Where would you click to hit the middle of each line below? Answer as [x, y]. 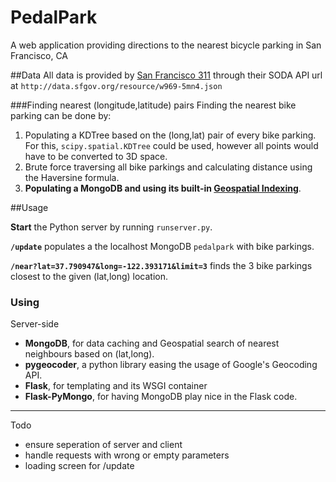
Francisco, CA [39, 55]
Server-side [35, 324]
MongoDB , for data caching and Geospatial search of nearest [152, 343]
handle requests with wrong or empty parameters [127, 455]
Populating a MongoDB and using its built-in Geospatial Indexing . [163, 188]
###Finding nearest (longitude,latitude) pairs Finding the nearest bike [153, 105]
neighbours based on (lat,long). [89, 354]
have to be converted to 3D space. [96, 156]
